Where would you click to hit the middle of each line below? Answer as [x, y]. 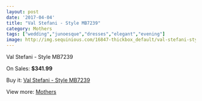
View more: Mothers [31, 92]
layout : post [23, 12]
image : [14, 40]
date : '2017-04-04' [31, 17]
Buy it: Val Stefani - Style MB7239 [48, 80]
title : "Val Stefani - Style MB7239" [54, 23]
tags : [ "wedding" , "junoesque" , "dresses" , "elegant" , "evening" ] [86, 34]
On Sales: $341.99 [29, 69]
